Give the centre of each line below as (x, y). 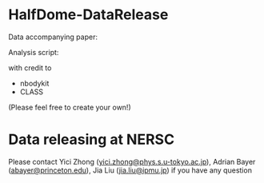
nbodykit (34, 83)
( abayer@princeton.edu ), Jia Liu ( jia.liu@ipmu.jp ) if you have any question (130, 170)
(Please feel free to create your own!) (70, 107)
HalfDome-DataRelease (88, 15)
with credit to (30, 68)
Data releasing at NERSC (91, 139)
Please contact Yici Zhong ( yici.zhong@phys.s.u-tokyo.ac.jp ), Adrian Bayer (132, 161)
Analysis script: (34, 52)
